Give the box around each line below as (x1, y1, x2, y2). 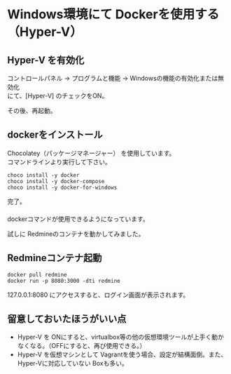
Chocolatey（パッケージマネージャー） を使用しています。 (7, 149, 176, 157)
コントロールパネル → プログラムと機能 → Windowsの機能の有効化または (7, 74, 218, 82)
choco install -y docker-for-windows (7, 184, 118, 191)
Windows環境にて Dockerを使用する (7, 6, 220, 22)
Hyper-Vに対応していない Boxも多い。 (17, 359, 128, 368)
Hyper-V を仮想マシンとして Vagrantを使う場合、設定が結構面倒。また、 (17, 350, 227, 359)
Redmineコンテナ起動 (7, 252, 102, 264)
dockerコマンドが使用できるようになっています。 (7, 215, 149, 223)
